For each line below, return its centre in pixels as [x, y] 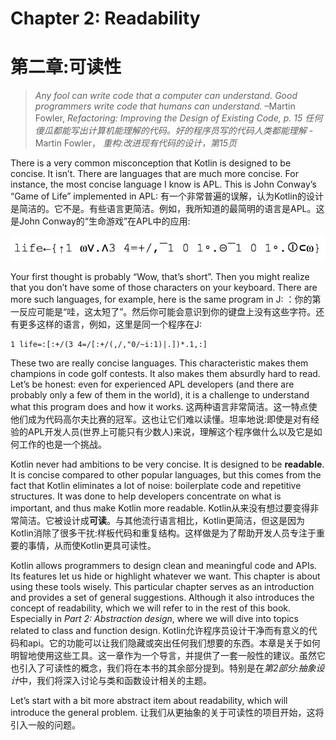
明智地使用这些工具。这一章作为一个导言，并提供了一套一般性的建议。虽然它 [168, 656]
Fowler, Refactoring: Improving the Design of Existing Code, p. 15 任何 [178, 118]
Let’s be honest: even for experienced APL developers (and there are [152, 384]
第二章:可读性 [66, 67]
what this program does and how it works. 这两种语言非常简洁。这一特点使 [164, 407]
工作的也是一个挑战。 [62, 444]
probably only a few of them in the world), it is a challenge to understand [160, 395]
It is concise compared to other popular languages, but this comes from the [166, 475]
